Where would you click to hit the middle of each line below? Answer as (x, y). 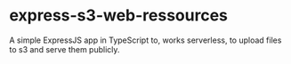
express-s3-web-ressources (119, 16)
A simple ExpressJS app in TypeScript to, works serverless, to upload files (145, 40)
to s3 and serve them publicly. (65, 49)
